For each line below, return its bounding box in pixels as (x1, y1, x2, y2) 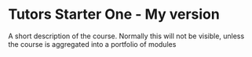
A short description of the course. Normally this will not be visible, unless (8, 31, 245, 41)
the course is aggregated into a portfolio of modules (8, 39, 177, 48)
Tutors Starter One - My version (8, 5, 220, 23)
